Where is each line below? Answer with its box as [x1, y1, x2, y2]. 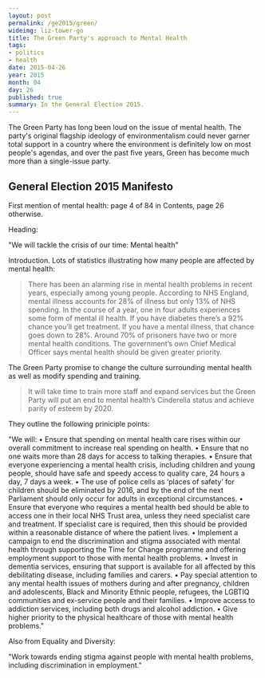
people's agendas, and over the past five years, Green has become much [8, 148, 250, 158]
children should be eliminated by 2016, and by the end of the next [8, 485, 223, 495]
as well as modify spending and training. [8, 371, 141, 380]
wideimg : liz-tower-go [8, 26, 84, 34]
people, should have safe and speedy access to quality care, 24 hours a [8, 468, 246, 478]
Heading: [8, 224, 38, 234]
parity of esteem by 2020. [27, 404, 114, 413]
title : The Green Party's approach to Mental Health [8, 34, 188, 42]
